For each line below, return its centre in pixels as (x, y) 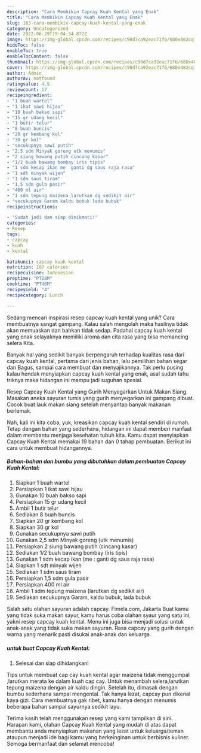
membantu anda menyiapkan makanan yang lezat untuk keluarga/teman (95, 731)
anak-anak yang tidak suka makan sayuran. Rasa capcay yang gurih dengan (101, 628)
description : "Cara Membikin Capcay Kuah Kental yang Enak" (83, 12)
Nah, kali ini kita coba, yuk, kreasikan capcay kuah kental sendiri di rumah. (98, 422)
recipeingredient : (30, 95)
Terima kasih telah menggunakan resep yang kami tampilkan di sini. (90, 718)
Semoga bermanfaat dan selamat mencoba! (61, 744)
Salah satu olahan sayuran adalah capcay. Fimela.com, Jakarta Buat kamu (98, 609)
